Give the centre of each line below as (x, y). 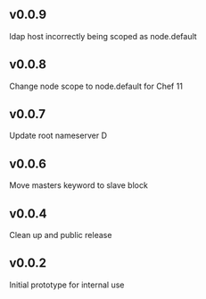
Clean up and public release (61, 235)
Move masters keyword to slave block (79, 185)
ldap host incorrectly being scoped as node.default (103, 36)
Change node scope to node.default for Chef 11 (96, 86)
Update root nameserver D (58, 136)
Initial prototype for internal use (67, 285)
